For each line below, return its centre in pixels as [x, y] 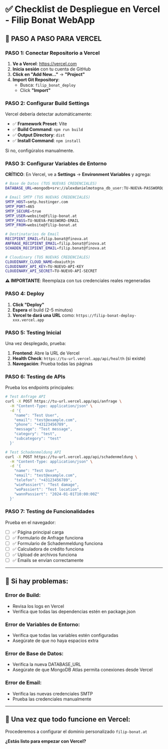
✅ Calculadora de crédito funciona [48, 549]
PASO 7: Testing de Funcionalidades [50, 511]
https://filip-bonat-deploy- [106, 315]
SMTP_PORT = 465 [20, 206]
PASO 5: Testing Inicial [33, 332]
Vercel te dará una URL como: [43, 315]
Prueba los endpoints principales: [40, 387]
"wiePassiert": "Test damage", [47, 484]
